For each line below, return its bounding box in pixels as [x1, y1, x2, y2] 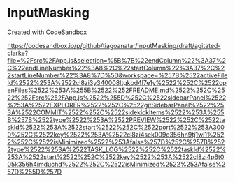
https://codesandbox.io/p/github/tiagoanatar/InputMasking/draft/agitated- [7, 41, 221, 50]
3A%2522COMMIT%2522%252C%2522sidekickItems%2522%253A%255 [7, 108, 225, 116]
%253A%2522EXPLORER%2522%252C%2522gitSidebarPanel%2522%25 [7, 100, 225, 109]
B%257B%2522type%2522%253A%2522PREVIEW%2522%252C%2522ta [7, 115, 225, 123]
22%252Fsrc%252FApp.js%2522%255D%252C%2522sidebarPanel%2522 [7, 93, 227, 102]
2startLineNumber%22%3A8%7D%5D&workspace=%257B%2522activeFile [7, 71, 228, 79]
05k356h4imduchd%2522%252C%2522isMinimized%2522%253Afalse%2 [7, 160, 226, 168]
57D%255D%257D [7, 167, 62, 176]
